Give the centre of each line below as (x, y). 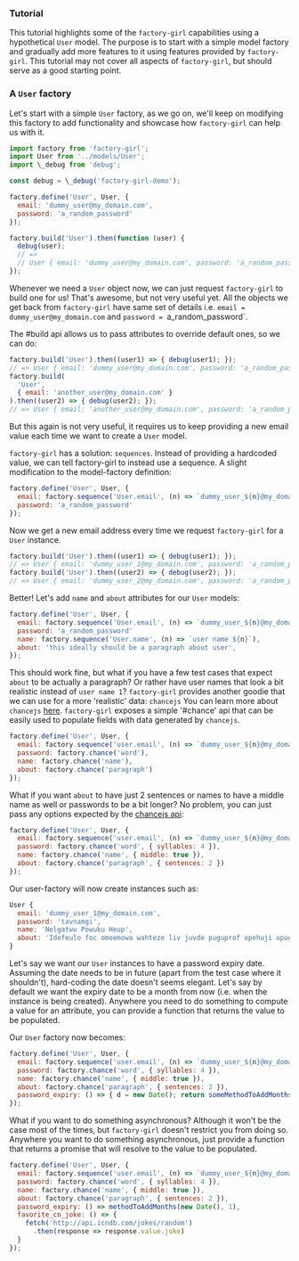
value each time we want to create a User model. (98, 436)
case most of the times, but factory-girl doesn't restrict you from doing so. (149, 1130)
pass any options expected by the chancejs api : (97, 814)
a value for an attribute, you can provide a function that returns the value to (147, 1011)
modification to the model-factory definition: (90, 472)
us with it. (27, 132)
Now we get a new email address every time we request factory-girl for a (146, 530)
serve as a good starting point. (65, 70)
